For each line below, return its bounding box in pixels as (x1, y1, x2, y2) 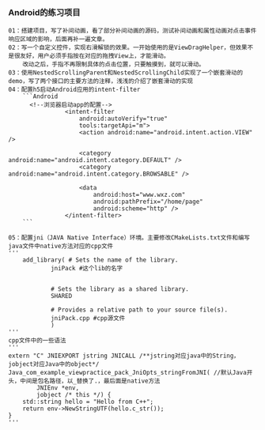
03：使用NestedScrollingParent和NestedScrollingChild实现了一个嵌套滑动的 (8, 69, 244, 77)
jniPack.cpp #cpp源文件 (50, 315, 126, 322)
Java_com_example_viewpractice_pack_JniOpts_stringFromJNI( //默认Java (8, 369, 247, 377)
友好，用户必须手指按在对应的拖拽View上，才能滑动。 (19, 52, 170, 60)
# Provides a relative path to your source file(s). (50, 306, 228, 314)
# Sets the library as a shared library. (50, 285, 190, 293)
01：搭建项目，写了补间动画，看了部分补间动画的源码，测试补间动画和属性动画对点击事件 (8, 27, 257, 35)
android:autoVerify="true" (78, 115, 168, 123)
